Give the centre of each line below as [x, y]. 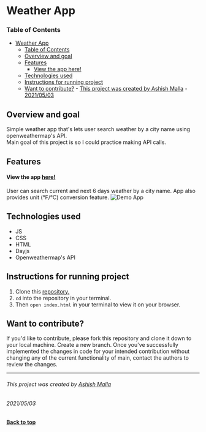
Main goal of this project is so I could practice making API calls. [86, 142]
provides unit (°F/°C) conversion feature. [58, 197]
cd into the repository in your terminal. [63, 298]
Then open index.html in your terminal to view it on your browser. [98, 305]
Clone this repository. [42, 291]
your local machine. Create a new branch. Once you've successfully [93, 345]
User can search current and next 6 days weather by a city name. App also [101, 191]
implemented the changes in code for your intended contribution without [98, 351]
